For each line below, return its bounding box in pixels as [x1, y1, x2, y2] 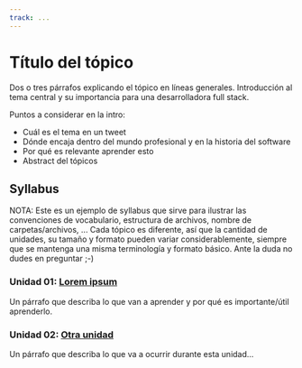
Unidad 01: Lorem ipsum [9, 276, 118, 289]
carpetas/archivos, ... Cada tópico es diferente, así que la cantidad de [9, 225, 268, 235]
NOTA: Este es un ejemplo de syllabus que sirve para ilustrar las [9, 205, 247, 216]
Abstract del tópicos [22, 155, 98, 166]
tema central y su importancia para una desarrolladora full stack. [9, 91, 250, 102]
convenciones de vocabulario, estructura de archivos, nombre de [9, 215, 252, 225]
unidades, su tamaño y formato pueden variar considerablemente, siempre [9, 234, 287, 244]
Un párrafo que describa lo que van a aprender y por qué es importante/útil [9, 296, 290, 307]
